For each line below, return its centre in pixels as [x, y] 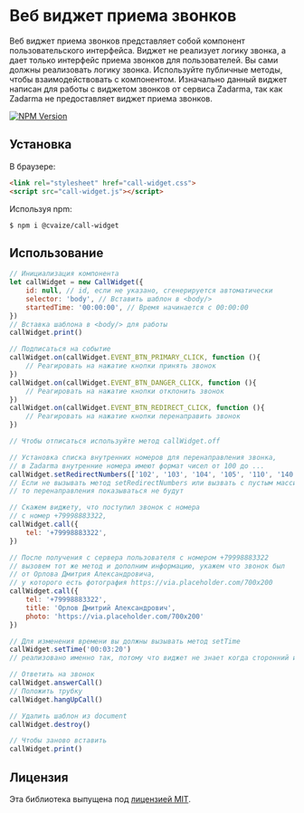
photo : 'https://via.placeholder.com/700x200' [115, 617]
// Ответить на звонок [52, 674]
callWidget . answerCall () [56, 683]
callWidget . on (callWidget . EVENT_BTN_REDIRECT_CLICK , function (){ [137, 408]
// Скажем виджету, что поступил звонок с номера [105, 508]
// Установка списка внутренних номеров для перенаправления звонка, [143, 457]
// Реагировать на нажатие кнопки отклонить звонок [125, 391]
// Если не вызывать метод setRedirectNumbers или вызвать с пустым [141, 483]
